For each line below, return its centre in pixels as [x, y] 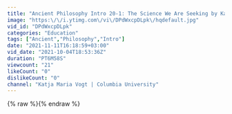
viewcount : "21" [30, 65]
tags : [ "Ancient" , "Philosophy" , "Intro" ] [66, 39]
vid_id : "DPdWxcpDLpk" [40, 26]
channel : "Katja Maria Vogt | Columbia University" [83, 84]
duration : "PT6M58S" [37, 59]
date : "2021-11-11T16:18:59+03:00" [58, 46]
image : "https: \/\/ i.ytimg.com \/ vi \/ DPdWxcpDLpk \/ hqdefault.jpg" [103, 20]
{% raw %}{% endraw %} [44, 104]
